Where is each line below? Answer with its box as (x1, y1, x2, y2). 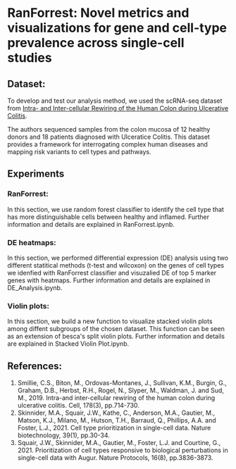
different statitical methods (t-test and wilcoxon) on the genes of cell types (7, 261, 224, 269)
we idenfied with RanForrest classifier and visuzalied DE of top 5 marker (7, 268, 217, 277)
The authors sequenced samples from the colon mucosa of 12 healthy (7, 125, 211, 133)
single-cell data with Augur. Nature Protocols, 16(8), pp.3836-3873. (17, 454, 213, 462)
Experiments (7, 168, 65, 180)
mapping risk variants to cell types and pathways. (7, 148, 151, 156)
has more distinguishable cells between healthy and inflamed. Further (7, 213, 210, 221)
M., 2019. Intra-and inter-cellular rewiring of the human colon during (17, 394, 216, 402)
